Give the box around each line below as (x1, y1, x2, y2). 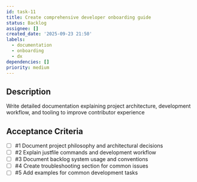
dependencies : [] (6, 59, 50, 65)
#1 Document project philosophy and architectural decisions (14, 142, 163, 149)
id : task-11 (6, 8, 36, 15)
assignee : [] (6, 25, 39, 32)
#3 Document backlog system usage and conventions (14, 156, 148, 163)
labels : (6, 37, 26, 43)
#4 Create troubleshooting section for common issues (14, 162, 148, 169)
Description (6, 86, 51, 96)
